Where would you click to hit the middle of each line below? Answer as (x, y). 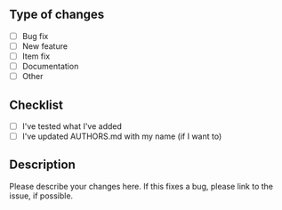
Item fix (36, 56)
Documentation (50, 66)
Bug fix (35, 36)
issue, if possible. (41, 196)
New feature (45, 46)
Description (42, 165)
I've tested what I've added (72, 126)
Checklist (36, 105)
